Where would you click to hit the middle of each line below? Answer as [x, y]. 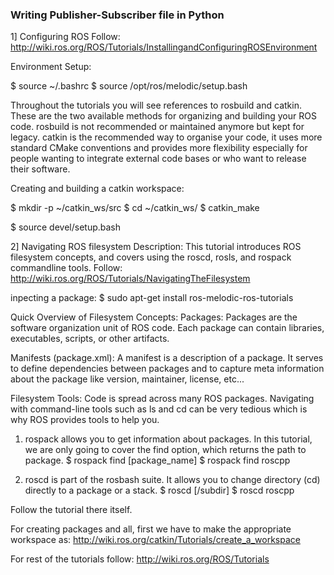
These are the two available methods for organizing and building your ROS [163, 116]
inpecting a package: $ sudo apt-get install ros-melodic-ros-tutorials [152, 298]
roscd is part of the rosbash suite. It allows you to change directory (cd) [172, 480]
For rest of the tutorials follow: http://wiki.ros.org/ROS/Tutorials [140, 559]
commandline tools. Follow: [66, 268]
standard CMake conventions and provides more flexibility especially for [159, 148]
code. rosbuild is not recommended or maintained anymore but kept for [157, 127]
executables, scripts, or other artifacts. [90, 339]
